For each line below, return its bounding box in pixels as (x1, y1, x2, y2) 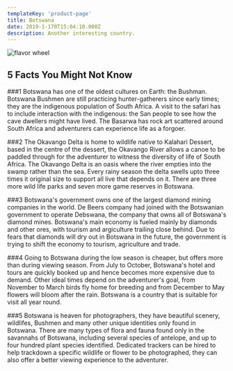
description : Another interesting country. (7, 29, 136, 37)
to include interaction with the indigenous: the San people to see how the (7, 109, 217, 118)
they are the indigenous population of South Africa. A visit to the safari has (7, 102, 221, 111)
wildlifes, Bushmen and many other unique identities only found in (7, 319, 196, 327)
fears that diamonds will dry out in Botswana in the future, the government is (7, 232, 227, 241)
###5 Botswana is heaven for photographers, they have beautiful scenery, (7, 311, 220, 320)
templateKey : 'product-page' (7, 10, 92, 17)
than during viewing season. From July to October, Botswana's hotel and (7, 261, 216, 269)
